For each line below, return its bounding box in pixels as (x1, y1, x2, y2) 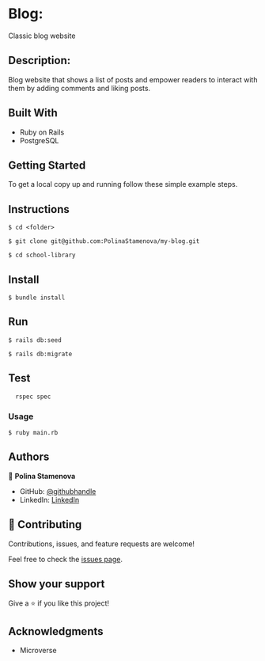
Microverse (19, 646, 57, 655)
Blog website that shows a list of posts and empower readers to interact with (8, 74, 258, 84)
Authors (8, 450, 50, 464)
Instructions (8, 203, 70, 216)
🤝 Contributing (8, 518, 82, 531)
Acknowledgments (8, 625, 104, 638)
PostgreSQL (19, 135, 59, 145)
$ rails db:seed (8, 336, 62, 344)
